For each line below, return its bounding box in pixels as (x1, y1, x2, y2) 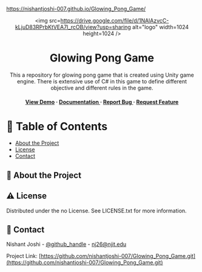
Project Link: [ (6, 253, 41, 260)
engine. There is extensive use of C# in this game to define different (17, 77, 187, 85)
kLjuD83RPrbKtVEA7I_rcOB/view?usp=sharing (15, 24, 132, 30)
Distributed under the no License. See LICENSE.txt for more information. (6, 207, 187, 214)
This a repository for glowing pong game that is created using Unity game (10, 71, 194, 78)
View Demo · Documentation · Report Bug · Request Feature (25, 98, 179, 105)
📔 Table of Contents (6, 119, 108, 133)
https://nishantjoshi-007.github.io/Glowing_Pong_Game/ (6, 5, 146, 12)
